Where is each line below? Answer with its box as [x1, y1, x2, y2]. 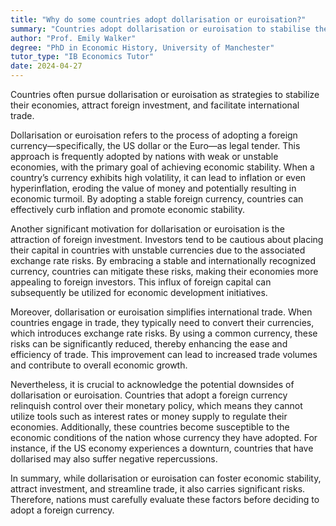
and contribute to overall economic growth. [10, 359, 188, 371]
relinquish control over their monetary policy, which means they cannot [10, 400, 303, 411]
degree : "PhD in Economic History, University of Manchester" [10, 42, 275, 53]
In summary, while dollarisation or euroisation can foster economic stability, [10, 472, 322, 484]
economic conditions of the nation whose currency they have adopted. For [10, 432, 318, 443]
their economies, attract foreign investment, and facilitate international [10, 99, 300, 111]
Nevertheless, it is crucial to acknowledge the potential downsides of [10, 379, 295, 390]
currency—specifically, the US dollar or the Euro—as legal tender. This [10, 140, 301, 151]
